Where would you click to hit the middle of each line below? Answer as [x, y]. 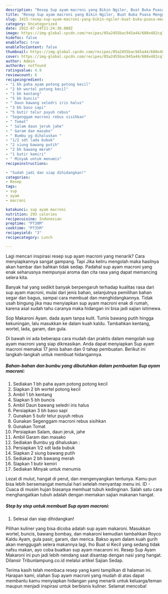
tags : [11, 187]
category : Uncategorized [31, 24]
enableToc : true [22, 43]
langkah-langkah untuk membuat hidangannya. [54, 354]
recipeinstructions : [27, 163]
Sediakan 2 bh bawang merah [44, 458]
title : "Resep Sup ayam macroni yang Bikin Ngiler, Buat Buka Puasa [78, 15]
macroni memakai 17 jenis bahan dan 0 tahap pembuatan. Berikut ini [76, 349]
